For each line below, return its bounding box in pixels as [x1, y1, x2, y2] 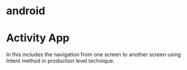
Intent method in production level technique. [6, 58, 115, 65]
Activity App [6, 31, 70, 45]
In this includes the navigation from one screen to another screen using [6, 51, 182, 58]
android [6, 4, 46, 18]
